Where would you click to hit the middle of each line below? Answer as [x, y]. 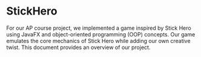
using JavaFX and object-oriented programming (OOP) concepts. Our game [101, 34]
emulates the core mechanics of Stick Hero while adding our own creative [98, 41]
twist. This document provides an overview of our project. [78, 47]
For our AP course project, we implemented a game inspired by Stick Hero [99, 28]
